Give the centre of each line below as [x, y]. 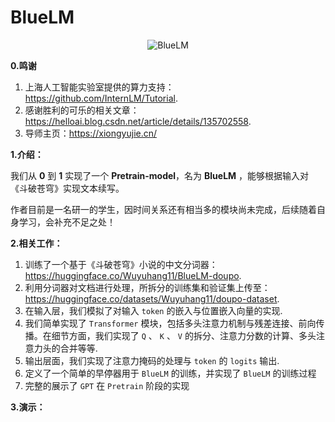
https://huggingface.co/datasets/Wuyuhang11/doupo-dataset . [152, 298]
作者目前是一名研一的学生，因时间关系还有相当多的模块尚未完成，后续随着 [163, 209]
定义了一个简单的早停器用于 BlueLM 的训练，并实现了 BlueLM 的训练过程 [170, 373]
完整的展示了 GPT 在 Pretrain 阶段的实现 [107, 385]
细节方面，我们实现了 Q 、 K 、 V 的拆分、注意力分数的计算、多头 [184, 335]
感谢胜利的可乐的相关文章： [82, 110]
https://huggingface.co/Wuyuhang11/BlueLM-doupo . [133, 275]
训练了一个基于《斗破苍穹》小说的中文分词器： [121, 264]
